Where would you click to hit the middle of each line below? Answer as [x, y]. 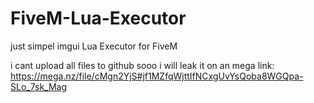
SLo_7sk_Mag [39, 86]
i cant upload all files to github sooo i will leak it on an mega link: [142, 65]
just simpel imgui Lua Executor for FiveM [94, 46]
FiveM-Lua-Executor [98, 18]
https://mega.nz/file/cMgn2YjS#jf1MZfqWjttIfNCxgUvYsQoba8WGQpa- [157, 76]
